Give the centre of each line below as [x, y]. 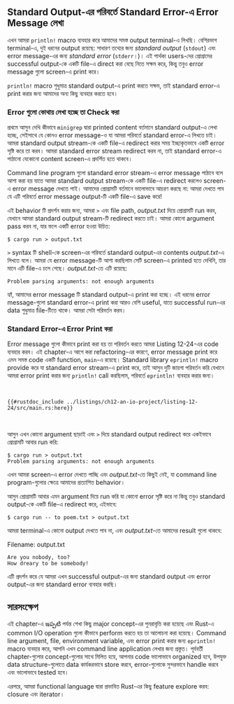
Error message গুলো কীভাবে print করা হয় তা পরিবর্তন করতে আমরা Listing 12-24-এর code [113, 344]
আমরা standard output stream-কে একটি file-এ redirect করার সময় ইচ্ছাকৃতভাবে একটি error [116, 143]
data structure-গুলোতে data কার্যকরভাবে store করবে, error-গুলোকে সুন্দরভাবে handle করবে [113, 665]
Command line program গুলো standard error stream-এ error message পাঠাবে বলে [115, 173]
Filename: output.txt [36, 545]
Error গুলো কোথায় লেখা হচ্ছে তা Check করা [64, 112]
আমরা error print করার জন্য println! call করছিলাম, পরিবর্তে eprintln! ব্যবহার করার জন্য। [111, 375]
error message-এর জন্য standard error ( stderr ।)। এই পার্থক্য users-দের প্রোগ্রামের [110, 55]
